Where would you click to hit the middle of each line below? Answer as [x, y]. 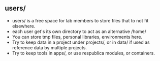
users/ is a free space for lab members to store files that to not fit [80, 20]
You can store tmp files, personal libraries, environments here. [77, 37]
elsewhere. [24, 26]
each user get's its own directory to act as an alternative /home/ [79, 31]
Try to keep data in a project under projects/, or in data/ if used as [81, 42]
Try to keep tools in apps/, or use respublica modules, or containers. [84, 53]
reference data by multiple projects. [50, 47]
